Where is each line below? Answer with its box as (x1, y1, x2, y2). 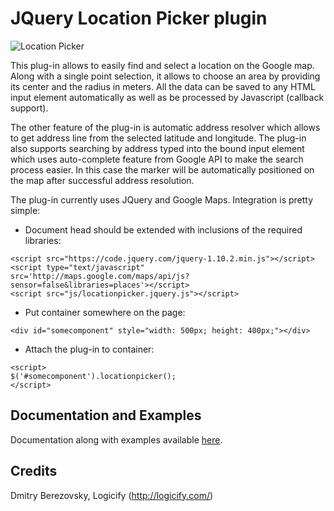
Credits (10, 463, 58, 480)
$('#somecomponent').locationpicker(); (10, 371, 177, 381)
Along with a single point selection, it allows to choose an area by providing (10, 70, 321, 82)
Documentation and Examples (10, 407, 202, 424)
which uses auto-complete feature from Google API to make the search (10, 153, 304, 165)
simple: (10, 204, 41, 216)
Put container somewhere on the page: (24, 306, 186, 318)
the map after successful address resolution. (10, 174, 195, 186)
